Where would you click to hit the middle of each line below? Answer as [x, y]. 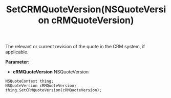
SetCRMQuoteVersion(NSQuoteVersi [86, 9]
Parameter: [17, 62]
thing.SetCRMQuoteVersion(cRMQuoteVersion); [54, 90]
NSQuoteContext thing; [29, 81]
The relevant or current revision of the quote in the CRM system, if [75, 47]
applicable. [17, 52]
